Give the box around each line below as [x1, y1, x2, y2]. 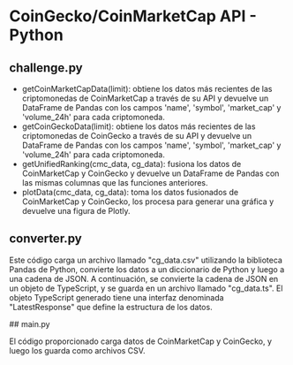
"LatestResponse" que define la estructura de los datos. [9, 301, 214, 312]
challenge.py [9, 60, 83, 75]
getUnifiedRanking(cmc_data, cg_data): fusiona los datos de [21, 159, 242, 169]
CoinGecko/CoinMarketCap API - [9, 6, 258, 27]
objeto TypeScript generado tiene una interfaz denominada [9, 292, 224, 302]
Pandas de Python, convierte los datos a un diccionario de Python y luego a [9, 263, 285, 275]
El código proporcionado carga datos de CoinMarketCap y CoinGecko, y [9, 336, 272, 346]
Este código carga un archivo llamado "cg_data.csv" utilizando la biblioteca [9, 255, 282, 265]
